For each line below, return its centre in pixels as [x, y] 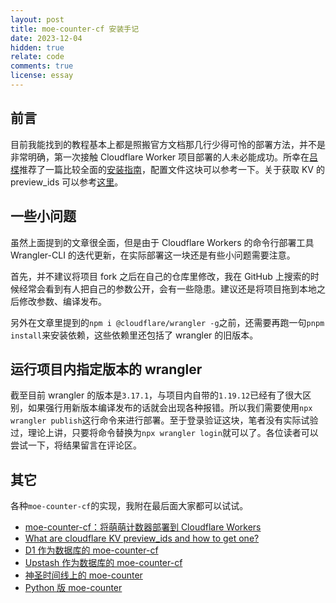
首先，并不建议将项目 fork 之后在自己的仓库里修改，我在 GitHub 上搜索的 [160, 276]
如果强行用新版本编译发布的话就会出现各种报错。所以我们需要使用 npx [170, 408]
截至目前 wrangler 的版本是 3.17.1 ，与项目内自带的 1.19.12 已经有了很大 [156, 395]
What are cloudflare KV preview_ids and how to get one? [142, 538]
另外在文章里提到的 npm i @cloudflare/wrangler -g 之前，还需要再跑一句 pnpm [167, 322]
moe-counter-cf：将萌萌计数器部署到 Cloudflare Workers [143, 527]
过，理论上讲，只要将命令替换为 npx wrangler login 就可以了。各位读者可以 [164, 433]
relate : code [37, 57]
